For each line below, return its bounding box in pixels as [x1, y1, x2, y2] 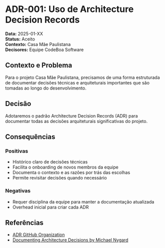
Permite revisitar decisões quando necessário [12, 175, 107, 181]
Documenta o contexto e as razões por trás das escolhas [12, 169, 130, 175]
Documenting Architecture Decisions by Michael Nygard [12, 237, 128, 243]
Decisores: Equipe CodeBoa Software [5, 46, 84, 52]
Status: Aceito [5, 36, 35, 42]
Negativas [5, 187, 31, 194]
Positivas [5, 147, 28, 154]
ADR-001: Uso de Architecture [5, 3, 134, 15]
